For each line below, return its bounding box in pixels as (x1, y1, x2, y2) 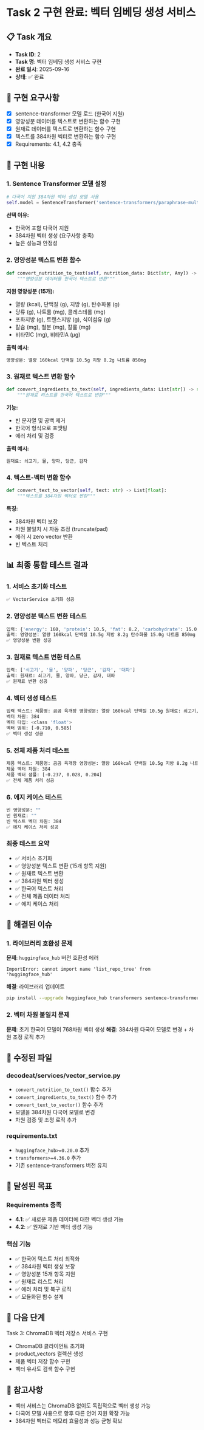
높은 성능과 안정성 (15, 239, 58, 247)
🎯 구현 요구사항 (6, 92, 59, 103)
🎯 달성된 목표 (6, 1181, 53, 1191)
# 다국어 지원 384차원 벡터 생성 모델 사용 (6, 194, 99, 200)
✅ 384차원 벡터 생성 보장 (15, 1262, 75, 1270)
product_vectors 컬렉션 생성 (15, 1350, 84, 1358)
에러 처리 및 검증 (15, 432, 55, 439)
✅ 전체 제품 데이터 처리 (15, 892, 70, 900)
